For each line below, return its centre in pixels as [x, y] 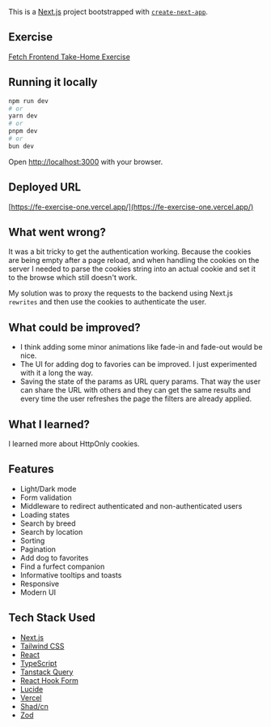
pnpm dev [23, 131]
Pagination [38, 549]
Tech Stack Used [52, 618]
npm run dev [28, 101]
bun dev [21, 146]
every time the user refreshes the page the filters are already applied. [136, 399]
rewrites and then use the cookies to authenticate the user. [108, 302]
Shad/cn [34, 706]
